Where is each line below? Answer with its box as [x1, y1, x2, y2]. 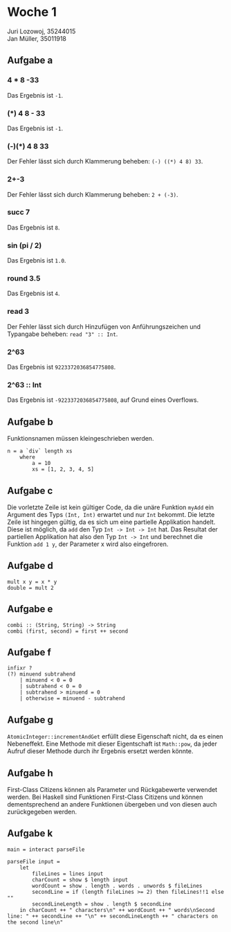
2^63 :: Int [7, 380, 41, 389]
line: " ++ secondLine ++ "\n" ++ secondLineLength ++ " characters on [7, 913, 218, 920]
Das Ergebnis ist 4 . [7, 289, 60, 298]
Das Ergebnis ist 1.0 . [7, 256, 66, 265]
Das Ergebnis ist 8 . [7, 223, 60, 231]
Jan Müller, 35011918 [7, 34, 67, 42]
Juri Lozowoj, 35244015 [7, 27, 76, 35]
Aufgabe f [7, 646, 52, 658]
